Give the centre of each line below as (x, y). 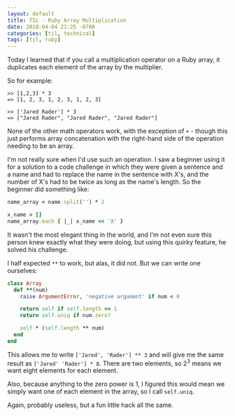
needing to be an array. (41, 146)
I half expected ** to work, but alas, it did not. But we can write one (104, 263)
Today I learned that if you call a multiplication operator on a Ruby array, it (114, 60)
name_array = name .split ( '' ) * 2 (56, 202)
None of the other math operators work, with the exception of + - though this (117, 131)
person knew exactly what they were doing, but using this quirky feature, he (117, 242)
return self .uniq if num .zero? (65, 316)
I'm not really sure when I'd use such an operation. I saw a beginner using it (116, 160)
